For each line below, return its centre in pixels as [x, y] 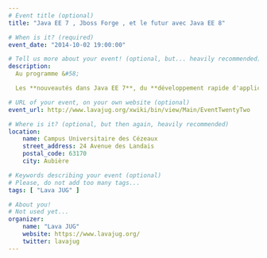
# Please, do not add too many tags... [74, 183]
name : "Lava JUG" [51, 227]
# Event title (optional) [51, 15]
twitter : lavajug [51, 241]
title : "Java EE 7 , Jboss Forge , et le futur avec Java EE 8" [117, 23]
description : [30, 67]
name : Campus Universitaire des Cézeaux [90, 139]
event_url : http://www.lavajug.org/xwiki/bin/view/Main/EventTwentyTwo [129, 110]
